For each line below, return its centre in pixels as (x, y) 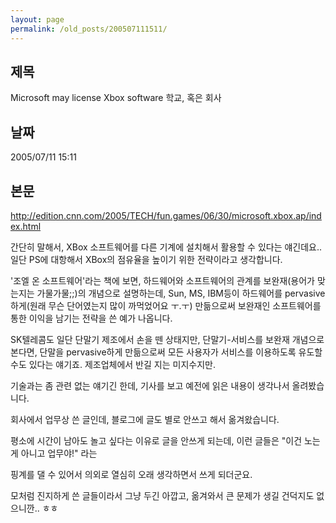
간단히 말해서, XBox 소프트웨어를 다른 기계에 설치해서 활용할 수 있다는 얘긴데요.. (166, 247)
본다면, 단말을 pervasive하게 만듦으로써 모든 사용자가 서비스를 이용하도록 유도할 (166, 352)
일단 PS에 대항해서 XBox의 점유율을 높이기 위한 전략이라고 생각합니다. (146, 259)
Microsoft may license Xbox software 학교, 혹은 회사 (116, 98)
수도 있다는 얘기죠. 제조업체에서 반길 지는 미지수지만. (113, 364)
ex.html (26, 226)
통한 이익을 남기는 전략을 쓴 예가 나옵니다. (91, 318)
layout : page (37, 19)
